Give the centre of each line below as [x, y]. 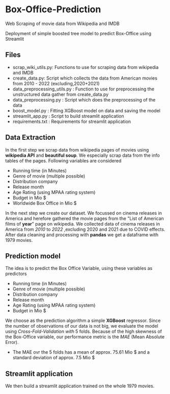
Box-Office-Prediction [53, 9]
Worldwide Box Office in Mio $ [45, 203]
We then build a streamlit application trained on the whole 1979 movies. [80, 386]
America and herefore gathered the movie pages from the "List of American [85, 218]
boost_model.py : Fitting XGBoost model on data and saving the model [86, 110]
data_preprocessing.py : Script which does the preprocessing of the [84, 100]
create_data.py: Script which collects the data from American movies [85, 78]
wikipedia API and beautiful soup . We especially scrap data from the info [83, 155]
